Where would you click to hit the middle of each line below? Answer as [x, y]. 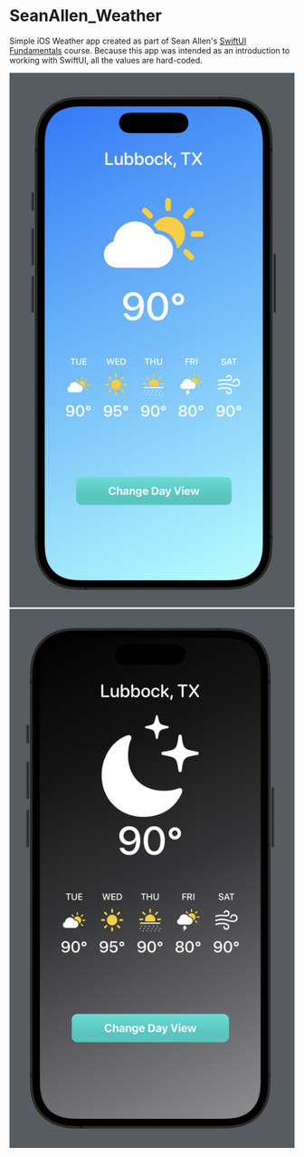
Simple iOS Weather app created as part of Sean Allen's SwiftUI [128, 41]
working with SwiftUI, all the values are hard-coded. [106, 60]
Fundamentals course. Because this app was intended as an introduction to [150, 50]
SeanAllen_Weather [86, 16]
